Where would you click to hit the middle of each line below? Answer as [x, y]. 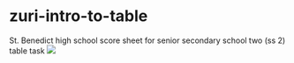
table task [27, 51]
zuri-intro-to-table [79, 16]
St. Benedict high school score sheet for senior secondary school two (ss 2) [147, 40]
